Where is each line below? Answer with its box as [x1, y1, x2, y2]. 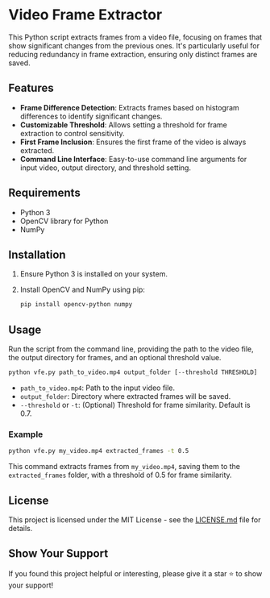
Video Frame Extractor [8, 6, 163, 24]
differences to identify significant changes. [19, 111, 163, 121]
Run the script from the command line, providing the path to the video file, [8, 344, 254, 354]
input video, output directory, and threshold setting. [19, 163, 192, 172]
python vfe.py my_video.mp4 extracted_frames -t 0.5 [8, 447, 189, 455]
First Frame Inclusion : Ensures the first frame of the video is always [19, 137, 247, 147]
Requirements [8, 186, 81, 200]
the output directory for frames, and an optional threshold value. [8, 353, 222, 363]
